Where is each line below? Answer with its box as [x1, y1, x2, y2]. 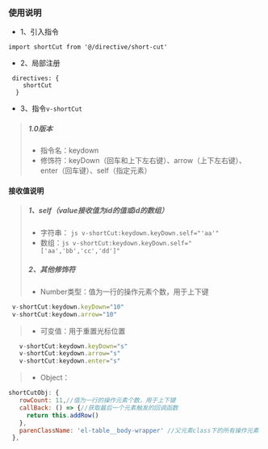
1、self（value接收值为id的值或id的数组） [27, 206, 169, 216]
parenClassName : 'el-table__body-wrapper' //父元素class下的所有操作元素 [19, 426, 259, 434]
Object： [40, 373, 70, 383]
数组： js [40, 237, 69, 247]
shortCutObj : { [8, 389, 60, 397]
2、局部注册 [19, 58, 61, 68]
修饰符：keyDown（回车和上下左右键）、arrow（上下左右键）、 [40, 156, 246, 166]
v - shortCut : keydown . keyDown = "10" [11, 303, 125, 311]
